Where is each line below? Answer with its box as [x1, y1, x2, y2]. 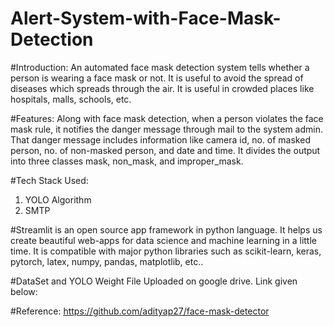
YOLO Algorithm [24, 193, 92, 206]
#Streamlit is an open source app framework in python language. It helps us [10, 223, 323, 236]
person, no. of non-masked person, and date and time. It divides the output [10, 144, 321, 156]
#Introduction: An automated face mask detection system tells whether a [10, 61, 310, 73]
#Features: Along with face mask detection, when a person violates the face [10, 112, 324, 124]
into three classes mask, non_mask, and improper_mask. [10, 155, 244, 167]
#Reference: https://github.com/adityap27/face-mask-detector [10, 305, 270, 317]
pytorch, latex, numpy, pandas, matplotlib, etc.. [10, 255, 204, 267]
